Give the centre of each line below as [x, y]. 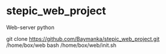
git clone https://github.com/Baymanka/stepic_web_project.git [83, 39]
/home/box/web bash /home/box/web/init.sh [61, 45]
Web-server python [31, 27]
